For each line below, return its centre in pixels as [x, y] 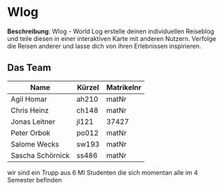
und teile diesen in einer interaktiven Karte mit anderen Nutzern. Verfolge [112, 38]
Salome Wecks [35, 144]
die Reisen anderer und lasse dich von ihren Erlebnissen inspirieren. [104, 46]
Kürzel [88, 87]
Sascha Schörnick [40, 155]
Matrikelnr [124, 87]
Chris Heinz [30, 110]
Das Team [29, 68]
